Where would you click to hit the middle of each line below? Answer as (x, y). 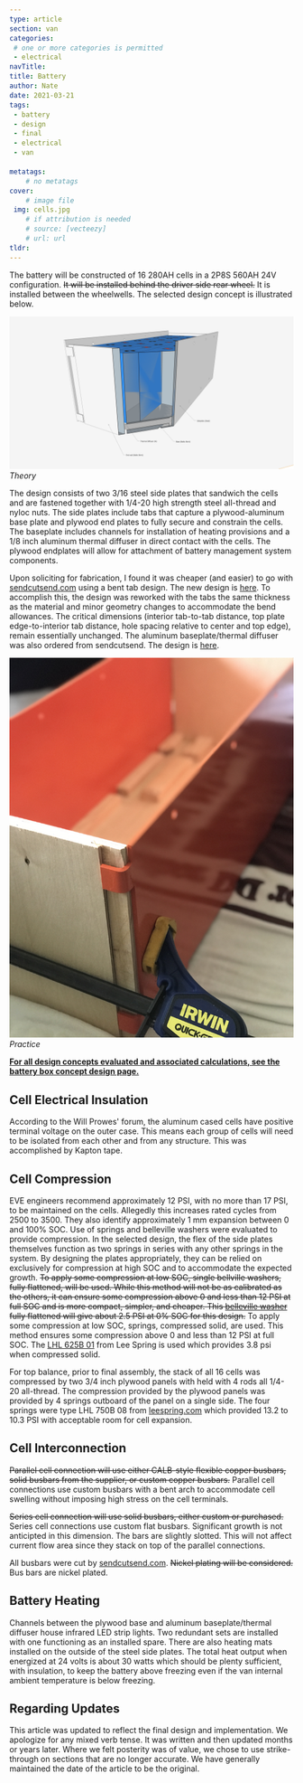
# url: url (46, 239)
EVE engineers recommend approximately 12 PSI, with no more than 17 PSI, (149, 1200)
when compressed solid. (55, 1354)
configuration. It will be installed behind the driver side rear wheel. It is (140, 284)
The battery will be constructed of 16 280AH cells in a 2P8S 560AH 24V (143, 275)
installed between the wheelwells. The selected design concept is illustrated (151, 294)
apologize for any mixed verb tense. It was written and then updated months (151, 1740)
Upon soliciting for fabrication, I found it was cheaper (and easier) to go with (151, 578)
